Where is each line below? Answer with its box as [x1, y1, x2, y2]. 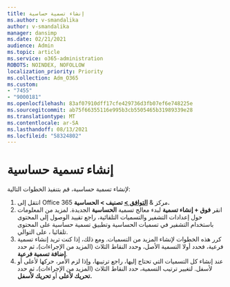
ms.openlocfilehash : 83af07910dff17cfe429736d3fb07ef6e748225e [7, 100, 193, 107]
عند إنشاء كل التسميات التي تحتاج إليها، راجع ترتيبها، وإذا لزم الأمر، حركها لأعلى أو [17, 257, 224, 266]
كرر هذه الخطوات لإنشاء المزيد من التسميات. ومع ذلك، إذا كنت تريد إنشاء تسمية [17, 235, 222, 243]
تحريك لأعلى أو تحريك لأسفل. [17, 272, 93, 280]
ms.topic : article [7, 49, 60, 56]
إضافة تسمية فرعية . [17, 250, 68, 258]
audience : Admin [7, 42, 54, 49]
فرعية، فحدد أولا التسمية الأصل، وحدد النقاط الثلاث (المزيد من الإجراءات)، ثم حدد [17, 243, 224, 251]
